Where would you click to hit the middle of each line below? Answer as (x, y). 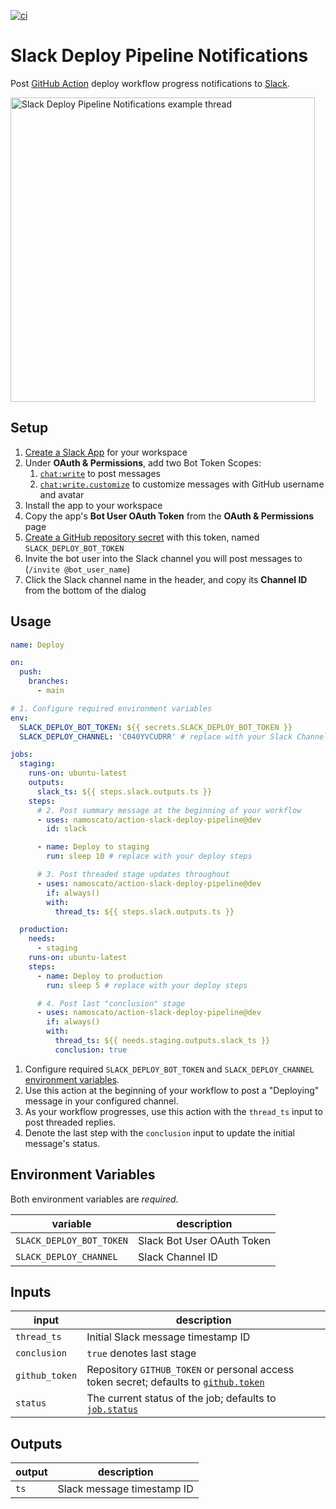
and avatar (62, 494)
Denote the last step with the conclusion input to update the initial (159, 1132)
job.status (112, 1409)
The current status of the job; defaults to (181, 1398)
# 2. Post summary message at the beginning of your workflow (169, 810)
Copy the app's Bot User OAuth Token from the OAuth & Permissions (169, 516)
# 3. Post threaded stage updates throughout (133, 875)
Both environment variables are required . (94, 1199)
